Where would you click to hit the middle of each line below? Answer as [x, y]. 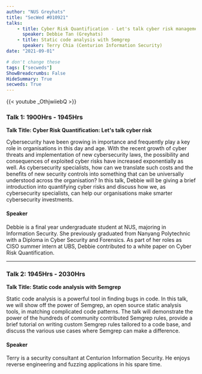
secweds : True [24, 84]
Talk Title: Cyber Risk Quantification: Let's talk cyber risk [79, 130]
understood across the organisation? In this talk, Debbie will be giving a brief [101, 180]
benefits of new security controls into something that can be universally [95, 174]
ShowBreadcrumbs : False [36, 73]
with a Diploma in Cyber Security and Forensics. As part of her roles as [94, 239]
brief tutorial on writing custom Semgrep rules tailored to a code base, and [99, 324]
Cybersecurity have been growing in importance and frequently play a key [98, 142]
